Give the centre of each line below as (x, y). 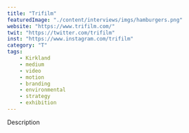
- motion (32, 77)
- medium (32, 64)
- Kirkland (35, 58)
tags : (15, 52)
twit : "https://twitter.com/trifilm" (61, 33)
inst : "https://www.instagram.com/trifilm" (70, 39)
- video (30, 71)
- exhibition (38, 103)
